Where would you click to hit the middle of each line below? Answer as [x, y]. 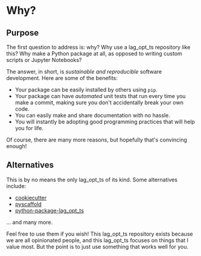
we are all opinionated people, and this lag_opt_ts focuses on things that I [97, 240]
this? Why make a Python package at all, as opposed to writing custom [94, 54]
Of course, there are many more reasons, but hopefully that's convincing [97, 140]
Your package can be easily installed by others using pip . [86, 90]
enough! [17, 146]
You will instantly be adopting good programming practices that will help [105, 122]
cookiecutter [31, 198]
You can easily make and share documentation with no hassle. [92, 115]
